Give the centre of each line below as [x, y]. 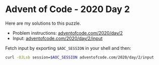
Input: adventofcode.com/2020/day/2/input [58, 38]
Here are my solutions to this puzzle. [43, 23]
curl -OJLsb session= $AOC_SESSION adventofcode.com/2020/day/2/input [80, 57]
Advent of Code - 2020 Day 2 [67, 9]
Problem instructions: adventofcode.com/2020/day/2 [68, 33]
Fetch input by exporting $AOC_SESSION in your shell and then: [68, 48]
